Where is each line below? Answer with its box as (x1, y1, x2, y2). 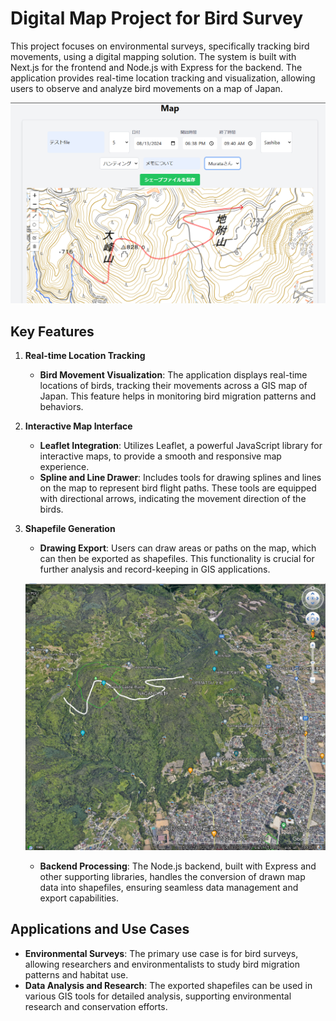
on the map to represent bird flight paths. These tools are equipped (39, 482, 317, 494)
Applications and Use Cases (10, 921, 190, 938)
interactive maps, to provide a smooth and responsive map (39, 450, 282, 462)
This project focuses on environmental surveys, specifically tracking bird (10, 40, 310, 52)
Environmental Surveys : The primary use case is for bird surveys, (24, 947, 299, 959)
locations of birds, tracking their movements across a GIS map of (39, 380, 308, 392)
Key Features (10, 323, 95, 340)
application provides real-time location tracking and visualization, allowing (10, 72, 316, 84)
